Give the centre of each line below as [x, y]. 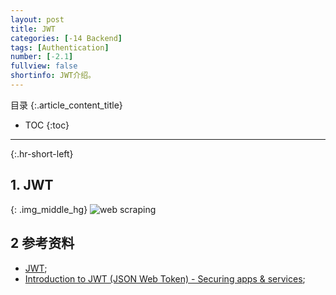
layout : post [37, 19]
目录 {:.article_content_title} [66, 105]
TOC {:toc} [47, 125]
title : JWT [33, 29]
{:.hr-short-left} [42, 153]
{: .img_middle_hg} [49, 209]
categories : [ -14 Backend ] [66, 38]
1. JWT [32, 185]
